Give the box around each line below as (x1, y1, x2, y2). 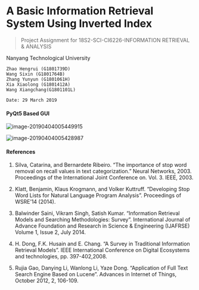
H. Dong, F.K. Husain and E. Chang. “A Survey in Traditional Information (14, 240, 191, 248)
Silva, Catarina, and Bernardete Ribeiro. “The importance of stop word (14, 161, 187, 169)
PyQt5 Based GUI (6, 110, 49, 117)
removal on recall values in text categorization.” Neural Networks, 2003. (14, 168, 192, 175)
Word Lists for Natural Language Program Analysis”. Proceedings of (14, 192, 182, 199)
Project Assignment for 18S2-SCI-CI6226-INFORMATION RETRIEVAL (20, 36, 190, 43)
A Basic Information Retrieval (6, 4, 154, 18)
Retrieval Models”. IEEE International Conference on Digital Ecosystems (14, 247, 190, 254)
